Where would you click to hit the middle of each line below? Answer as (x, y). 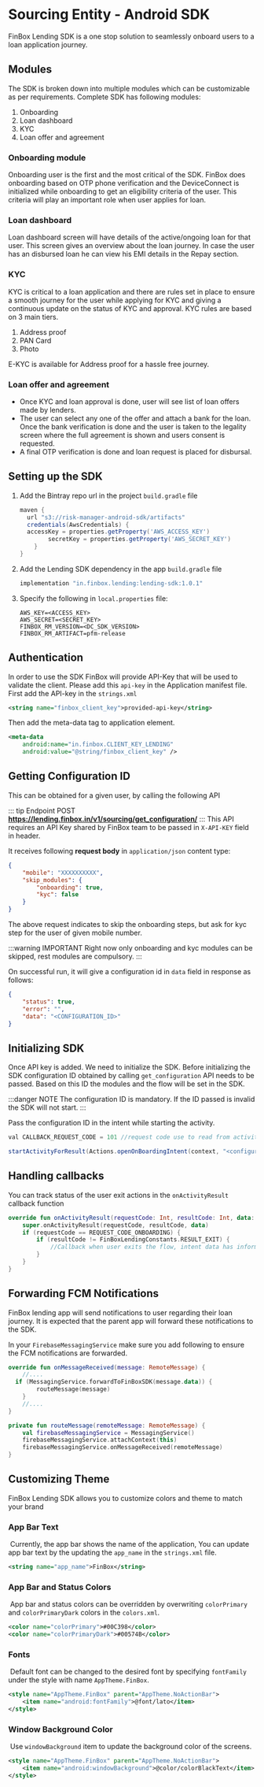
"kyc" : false (58, 895)
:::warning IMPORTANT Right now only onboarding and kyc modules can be (130, 948)
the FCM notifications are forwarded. (68, 1353)
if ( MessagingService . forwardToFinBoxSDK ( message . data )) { (114, 1382)
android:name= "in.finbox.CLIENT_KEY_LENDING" (98, 745)
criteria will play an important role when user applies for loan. (107, 200)
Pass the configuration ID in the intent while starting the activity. (112, 1123)
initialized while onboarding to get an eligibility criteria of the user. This (123, 191)
